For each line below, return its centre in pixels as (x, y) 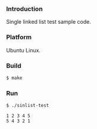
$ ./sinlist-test (28, 106)
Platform (19, 37)
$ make (14, 78)
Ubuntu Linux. (23, 50)
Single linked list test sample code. (48, 22)
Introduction (24, 9)
